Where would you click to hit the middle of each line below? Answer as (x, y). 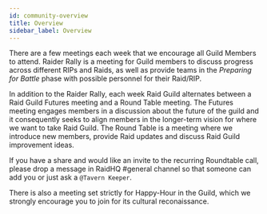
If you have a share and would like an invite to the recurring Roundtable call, (134, 160)
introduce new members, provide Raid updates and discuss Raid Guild (125, 137)
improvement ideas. (42, 145)
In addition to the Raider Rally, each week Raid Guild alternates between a (130, 94)
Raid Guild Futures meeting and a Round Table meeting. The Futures (122, 103)
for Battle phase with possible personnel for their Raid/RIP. (106, 79)
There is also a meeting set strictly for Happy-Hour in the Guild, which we (130, 193)
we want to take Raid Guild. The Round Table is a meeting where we (121, 128)
